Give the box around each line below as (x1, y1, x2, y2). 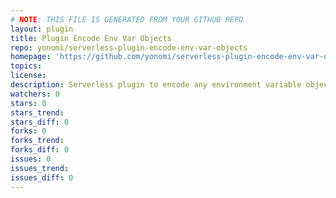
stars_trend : (10, 107, 65, 118)
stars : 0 (10, 98, 47, 108)
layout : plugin (10, 24, 74, 34)
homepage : (10, 52, 52, 62)
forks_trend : (10, 136, 65, 146)
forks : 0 (10, 126, 47, 136)
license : (10, 71, 47, 81)
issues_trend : (10, 163, 70, 173)
